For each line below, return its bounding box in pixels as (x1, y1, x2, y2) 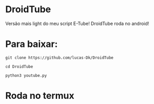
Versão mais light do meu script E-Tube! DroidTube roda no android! (5, 20, 149, 27)
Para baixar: (5, 38, 58, 50)
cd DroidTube (5, 64, 33, 69)
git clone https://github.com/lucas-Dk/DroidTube (5, 55, 114, 60)
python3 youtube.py (5, 73, 47, 78)
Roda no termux (5, 90, 74, 101)
